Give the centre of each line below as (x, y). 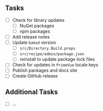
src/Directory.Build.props (48, 49)
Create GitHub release (35, 76)
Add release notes (31, 37)
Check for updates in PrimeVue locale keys (55, 65)
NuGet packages (37, 26)
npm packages (35, 31)
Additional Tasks (31, 92)
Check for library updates (38, 20)
